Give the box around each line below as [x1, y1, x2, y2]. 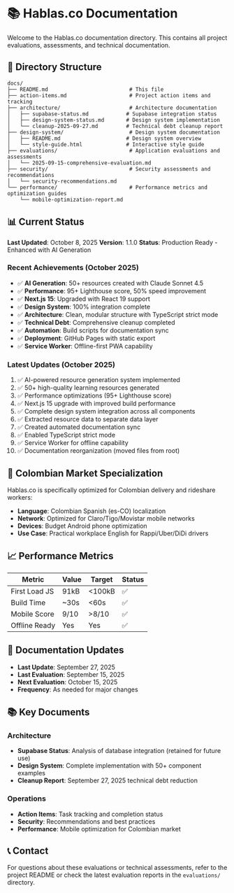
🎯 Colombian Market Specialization [7, 467, 163, 479]
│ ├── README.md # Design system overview [7, 134, 201, 142]
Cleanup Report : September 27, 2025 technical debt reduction [17, 776, 198, 785]
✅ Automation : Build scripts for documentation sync [17, 326, 169, 335]
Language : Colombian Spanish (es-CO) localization [17, 507, 166, 515]
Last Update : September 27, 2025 [17, 663, 115, 671]
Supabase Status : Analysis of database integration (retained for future [17, 747, 221, 755]
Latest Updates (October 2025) [7, 360, 115, 370]
